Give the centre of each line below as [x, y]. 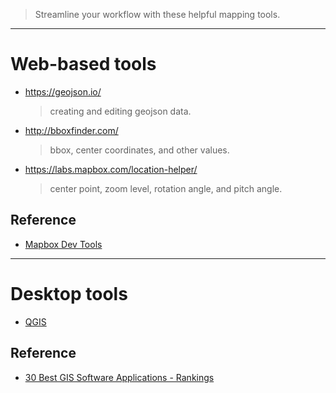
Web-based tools [83, 64]
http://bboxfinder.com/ [71, 130]
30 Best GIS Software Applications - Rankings [119, 377]
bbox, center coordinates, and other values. [139, 150]
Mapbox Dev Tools [63, 244]
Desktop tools [69, 293]
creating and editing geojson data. [120, 111]
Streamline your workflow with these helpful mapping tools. [157, 14]
